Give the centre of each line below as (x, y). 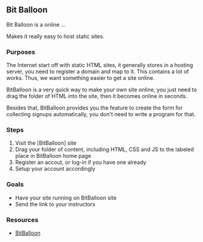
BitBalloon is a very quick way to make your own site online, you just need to (101, 90)
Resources (22, 220)
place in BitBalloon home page (53, 156)
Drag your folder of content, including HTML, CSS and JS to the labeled (104, 149)
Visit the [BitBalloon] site (46, 143)
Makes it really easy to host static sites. (55, 36)
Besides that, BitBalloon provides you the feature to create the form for (95, 108)
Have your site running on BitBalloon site (66, 198)
